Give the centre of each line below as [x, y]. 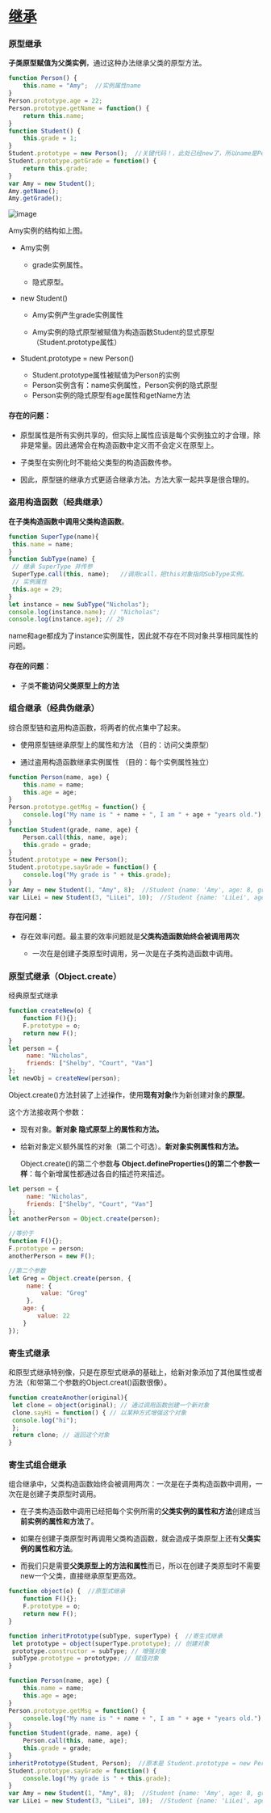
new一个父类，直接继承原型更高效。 [80, 1576]
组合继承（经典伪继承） [54, 708]
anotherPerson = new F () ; [52, 1256]
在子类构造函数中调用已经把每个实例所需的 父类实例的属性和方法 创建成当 [140, 1512]
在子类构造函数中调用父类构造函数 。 [69, 521]
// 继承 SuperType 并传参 [52, 567]
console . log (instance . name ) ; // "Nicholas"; [84, 612]
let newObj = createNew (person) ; [65, 1079]
